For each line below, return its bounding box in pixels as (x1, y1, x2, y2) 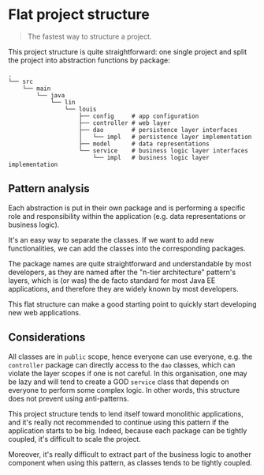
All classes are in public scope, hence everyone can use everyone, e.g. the (8, 352, 253, 361)
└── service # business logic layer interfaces (78, 146, 248, 155)
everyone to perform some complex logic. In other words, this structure (8, 385, 240, 394)
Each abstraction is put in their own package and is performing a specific (8, 203, 246, 213)
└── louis (64, 105, 97, 113)
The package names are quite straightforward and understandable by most (8, 258, 252, 268)
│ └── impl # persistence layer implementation (78, 133, 252, 141)
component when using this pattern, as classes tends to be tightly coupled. (8, 458, 252, 467)
